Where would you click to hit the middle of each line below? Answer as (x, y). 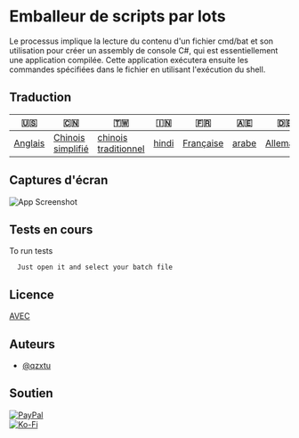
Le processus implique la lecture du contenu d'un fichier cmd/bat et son (141, 41)
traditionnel (121, 149)
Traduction (40, 97)
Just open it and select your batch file (95, 268)
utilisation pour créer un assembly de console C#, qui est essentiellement (144, 50)
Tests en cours (51, 229)
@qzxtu (36, 365)
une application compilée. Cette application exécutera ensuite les (129, 60)
